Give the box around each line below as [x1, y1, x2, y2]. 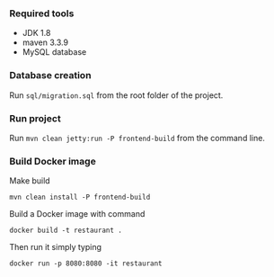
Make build [9, 175, 51, 186]
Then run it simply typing [9, 242, 102, 253]
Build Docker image [9, 155, 96, 167]
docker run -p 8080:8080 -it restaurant [9, 259, 164, 268]
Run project [9, 112, 61, 124]
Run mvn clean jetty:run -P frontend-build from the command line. [9, 132, 265, 143]
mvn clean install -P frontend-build [9, 192, 151, 202]
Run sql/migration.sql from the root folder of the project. [9, 89, 224, 101]
